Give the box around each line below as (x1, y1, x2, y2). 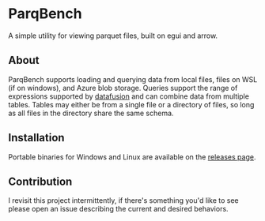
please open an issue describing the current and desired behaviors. (8, 204, 229, 214)
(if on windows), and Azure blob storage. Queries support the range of (8, 83, 238, 92)
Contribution (8, 174, 73, 188)
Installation (8, 131, 65, 144)
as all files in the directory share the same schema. (8, 108, 174, 118)
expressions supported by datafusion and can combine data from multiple (8, 92, 249, 101)
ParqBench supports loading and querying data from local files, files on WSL (8, 74, 258, 84)
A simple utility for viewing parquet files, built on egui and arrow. (8, 31, 218, 40)
